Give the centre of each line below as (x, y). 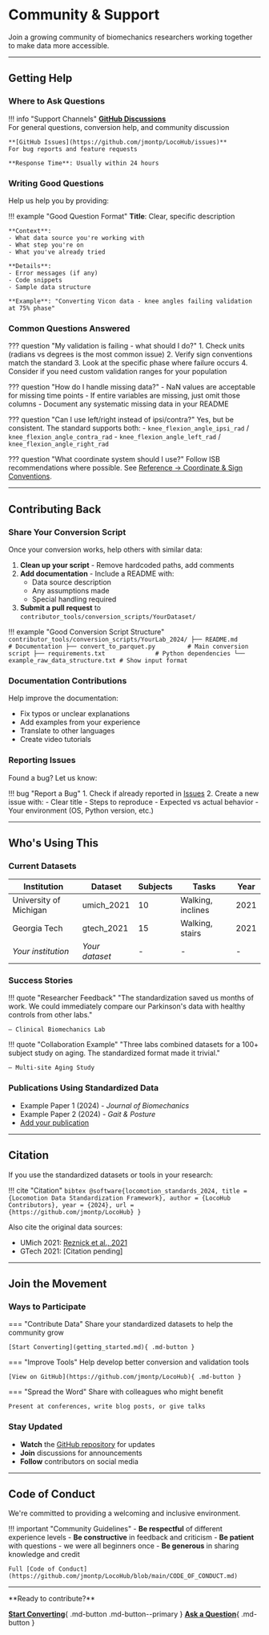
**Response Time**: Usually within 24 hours (84, 163)
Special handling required (74, 599)
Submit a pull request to (60, 607)
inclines (195, 911)
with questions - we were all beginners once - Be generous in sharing (124, 1546)
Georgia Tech (38, 928)
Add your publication (54, 1123)
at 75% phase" (32, 308)
